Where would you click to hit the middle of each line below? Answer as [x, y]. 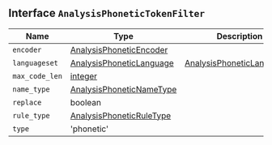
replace [27, 102]
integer [84, 76]
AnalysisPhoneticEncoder [119, 49]
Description [240, 36]
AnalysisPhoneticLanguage [122, 62]
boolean [85, 102]
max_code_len [38, 76]
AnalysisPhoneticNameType [123, 89]
